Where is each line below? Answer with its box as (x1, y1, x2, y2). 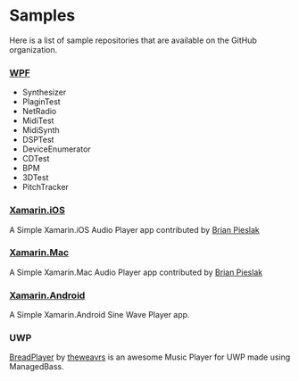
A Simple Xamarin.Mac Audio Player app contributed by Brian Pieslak (9, 267, 263, 277)
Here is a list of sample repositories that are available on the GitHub (9, 35, 257, 46)
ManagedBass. (9, 361, 64, 372)
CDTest (21, 153, 50, 164)
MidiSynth (21, 125, 60, 136)
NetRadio (21, 106, 57, 117)
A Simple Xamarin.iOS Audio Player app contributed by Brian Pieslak (9, 224, 261, 235)
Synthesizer (21, 87, 67, 98)
